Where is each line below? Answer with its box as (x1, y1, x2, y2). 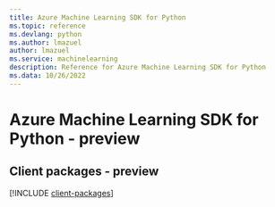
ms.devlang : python (9, 29, 82, 38)
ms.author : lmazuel (9, 37, 82, 47)
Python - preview (9, 128, 141, 148)
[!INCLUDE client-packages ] (9, 187, 114, 198)
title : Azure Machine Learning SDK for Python (9, 12, 186, 22)
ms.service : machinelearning (9, 54, 118, 63)
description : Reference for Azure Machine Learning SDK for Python (9, 63, 267, 72)
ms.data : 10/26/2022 (9, 71, 87, 80)
